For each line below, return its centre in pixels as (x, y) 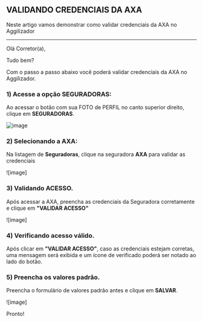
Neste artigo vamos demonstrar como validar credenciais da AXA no (92, 24)
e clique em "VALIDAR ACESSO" (47, 208)
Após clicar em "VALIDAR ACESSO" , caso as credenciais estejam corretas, (100, 249)
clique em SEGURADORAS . (40, 114)
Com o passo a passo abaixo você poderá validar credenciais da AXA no (97, 72)
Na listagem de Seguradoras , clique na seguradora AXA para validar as (96, 155)
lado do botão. (24, 261)
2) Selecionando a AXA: (42, 141)
